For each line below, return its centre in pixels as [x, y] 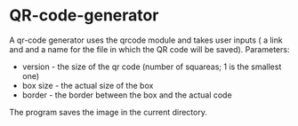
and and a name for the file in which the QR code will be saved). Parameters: [149, 49]
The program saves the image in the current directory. [108, 112]
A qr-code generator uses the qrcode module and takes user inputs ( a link [146, 40]
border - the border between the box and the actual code [127, 95]
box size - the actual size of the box [88, 85]
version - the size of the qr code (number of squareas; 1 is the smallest [152, 67]
